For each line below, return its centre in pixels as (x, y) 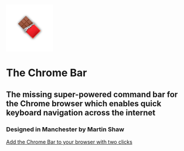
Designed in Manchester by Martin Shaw (65, 129)
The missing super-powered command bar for (92, 94)
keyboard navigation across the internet (81, 113)
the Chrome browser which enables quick (84, 103)
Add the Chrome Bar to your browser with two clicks (69, 142)
